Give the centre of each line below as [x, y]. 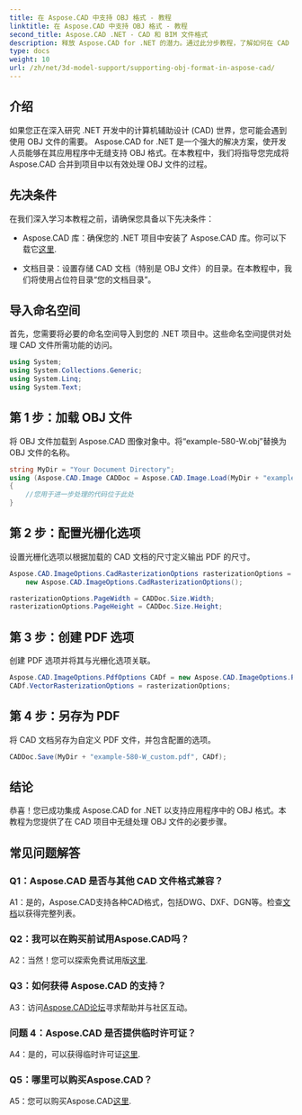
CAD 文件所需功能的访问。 [68, 345]
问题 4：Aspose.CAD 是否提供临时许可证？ [103, 1033]
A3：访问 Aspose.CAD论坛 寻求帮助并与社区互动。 [101, 1007]
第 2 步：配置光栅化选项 [75, 533]
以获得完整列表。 [49, 914]
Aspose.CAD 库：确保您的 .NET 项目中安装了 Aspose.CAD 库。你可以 [150, 238]
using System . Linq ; [46, 379]
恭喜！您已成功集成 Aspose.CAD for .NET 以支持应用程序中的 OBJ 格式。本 [148, 810]
